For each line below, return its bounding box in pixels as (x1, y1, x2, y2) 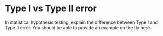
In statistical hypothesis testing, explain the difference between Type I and (5, 19, 158, 25)
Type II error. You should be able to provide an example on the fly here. (5, 24, 151, 30)
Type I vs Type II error (5, 3, 97, 14)
